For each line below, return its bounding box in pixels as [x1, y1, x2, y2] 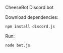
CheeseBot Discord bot [5, 5, 54, 10]
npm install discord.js [5, 24, 55, 29]
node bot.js [5, 43, 30, 48]
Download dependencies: [5, 14, 58, 20]
